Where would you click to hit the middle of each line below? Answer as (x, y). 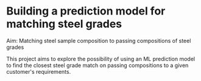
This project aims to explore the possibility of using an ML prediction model (101, 59)
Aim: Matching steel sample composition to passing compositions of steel (99, 40)
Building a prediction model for (86, 11)
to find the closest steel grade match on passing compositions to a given (97, 65)
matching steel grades (64, 24)
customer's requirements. (39, 71)
